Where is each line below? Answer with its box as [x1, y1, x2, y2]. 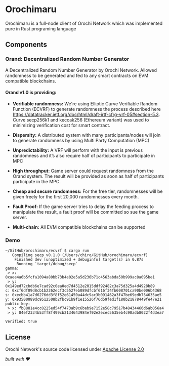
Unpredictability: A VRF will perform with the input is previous [12, 147, 143, 153]
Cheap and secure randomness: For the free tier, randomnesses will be [12, 188, 163, 194]
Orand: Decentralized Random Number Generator [5, 56, 130, 63]
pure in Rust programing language [5, 25, 76, 31]
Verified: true [5, 319, 37, 324]
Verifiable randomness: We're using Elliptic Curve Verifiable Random [12, 100, 158, 107]
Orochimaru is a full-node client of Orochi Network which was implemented [5, 20, 163, 26]
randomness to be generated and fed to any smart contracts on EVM [5, 72, 149, 78]
